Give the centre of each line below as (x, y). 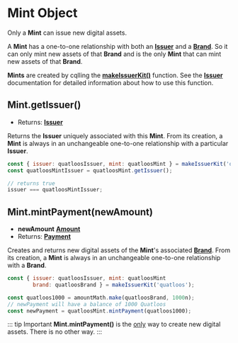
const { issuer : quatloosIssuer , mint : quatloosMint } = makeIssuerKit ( (117, 164)
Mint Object (42, 13)
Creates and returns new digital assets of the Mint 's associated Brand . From (119, 250)
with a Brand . (27, 265)
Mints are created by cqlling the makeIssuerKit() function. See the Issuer (115, 75)
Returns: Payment (44, 237)
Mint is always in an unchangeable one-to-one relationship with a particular (118, 143)
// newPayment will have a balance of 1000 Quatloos (87, 304)
